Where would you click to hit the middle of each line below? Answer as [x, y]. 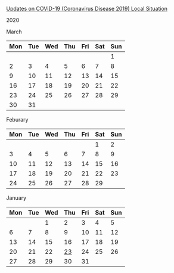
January [16, 198]
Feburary [17, 120]
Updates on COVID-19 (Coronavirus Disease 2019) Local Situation [87, 9]
